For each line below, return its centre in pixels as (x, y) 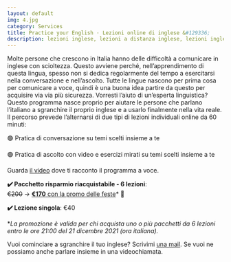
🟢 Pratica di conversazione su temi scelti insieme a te (84, 138)
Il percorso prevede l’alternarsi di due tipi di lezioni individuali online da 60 (112, 117)
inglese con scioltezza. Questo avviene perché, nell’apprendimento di (106, 66)
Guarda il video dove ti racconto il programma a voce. (83, 171)
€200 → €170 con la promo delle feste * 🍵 (66, 194)
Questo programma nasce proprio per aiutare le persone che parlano (105, 102)
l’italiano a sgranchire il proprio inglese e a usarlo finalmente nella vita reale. (114, 110)
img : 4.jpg (23, 20)
